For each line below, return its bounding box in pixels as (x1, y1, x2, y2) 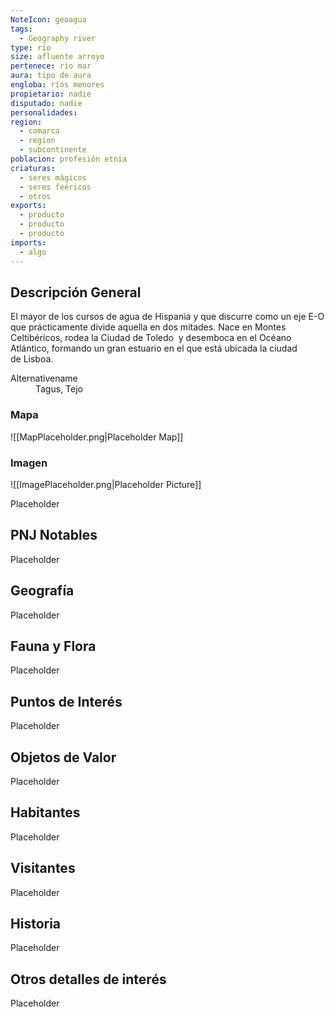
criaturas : (10, 163, 56, 173)
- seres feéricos (19, 182, 92, 192)
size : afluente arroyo (10, 52, 105, 62)
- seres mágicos (19, 172, 87, 183)
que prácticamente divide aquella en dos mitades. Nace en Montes (10, 321, 287, 333)
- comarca (19, 126, 60, 136)
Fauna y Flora (10, 637, 97, 655)
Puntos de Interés (10, 693, 123, 710)
